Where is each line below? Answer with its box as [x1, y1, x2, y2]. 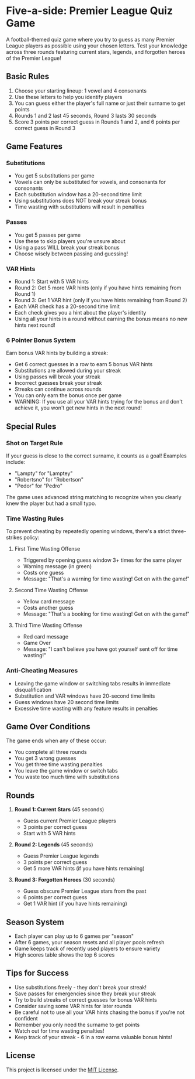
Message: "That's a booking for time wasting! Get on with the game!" [23, 610, 190, 617]
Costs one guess [23, 569, 64, 576]
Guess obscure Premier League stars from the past [23, 887, 147, 894]
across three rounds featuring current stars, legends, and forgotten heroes [6, 48, 186, 55]
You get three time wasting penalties [14, 761, 103, 768]
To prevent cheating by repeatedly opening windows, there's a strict [6, 528, 170, 535]
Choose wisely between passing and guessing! [14, 250, 128, 257]
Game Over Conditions [6, 722, 90, 732]
